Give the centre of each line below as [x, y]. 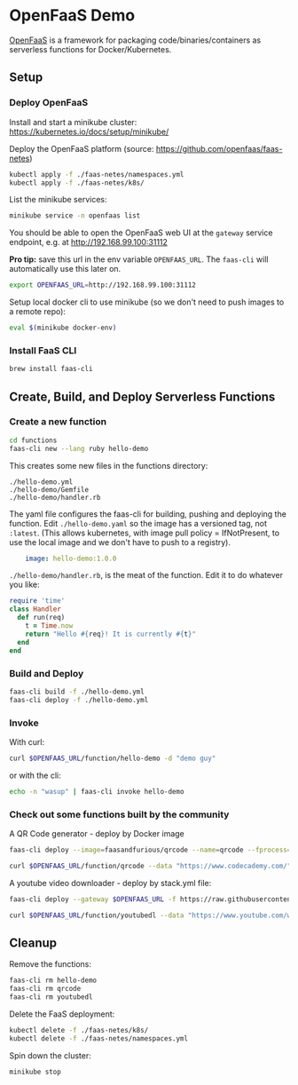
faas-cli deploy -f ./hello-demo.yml [79, 700]
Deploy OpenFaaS [49, 103]
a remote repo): [38, 312]
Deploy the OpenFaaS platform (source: [82, 148]
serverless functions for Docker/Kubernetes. [90, 49]
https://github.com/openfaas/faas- [219, 148]
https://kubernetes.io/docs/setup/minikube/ [89, 131]
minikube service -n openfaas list [75, 216]
